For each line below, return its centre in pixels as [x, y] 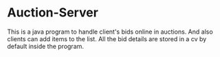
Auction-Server [53, 13]
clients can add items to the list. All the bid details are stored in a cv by [107, 38]
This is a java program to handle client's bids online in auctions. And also [110, 32]
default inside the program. [46, 46]
